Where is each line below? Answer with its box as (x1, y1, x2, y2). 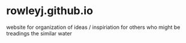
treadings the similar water (6, 29, 72, 37)
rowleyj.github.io (6, 4, 94, 18)
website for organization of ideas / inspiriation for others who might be (6, 24, 181, 31)
